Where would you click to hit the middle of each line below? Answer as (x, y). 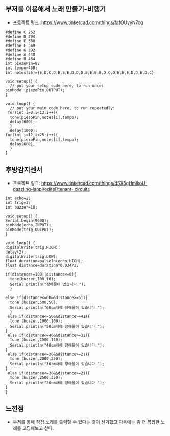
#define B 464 (20, 59)
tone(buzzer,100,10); (33, 279)
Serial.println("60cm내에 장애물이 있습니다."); (57, 307)
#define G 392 (20, 50)
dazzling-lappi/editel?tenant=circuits (51, 189)
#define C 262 (20, 32)
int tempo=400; (21, 68)
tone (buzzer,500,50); (34, 302)
